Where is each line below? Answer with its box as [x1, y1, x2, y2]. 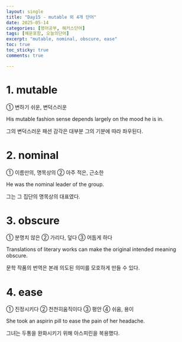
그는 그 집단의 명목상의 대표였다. [6, 193, 81, 200]
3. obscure [6, 214, 60, 227]
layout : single [6, 8, 44, 15]
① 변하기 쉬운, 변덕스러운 [6, 103, 67, 110]
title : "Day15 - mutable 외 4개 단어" [6, 14, 97, 20]
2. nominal [6, 148, 59, 162]
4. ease [6, 285, 43, 299]
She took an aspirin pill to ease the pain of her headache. [6, 317, 145, 325]
